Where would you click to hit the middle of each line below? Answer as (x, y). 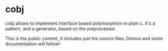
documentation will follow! (33, 43)
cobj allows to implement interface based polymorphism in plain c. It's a (80, 23)
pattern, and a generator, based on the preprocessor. (61, 28)
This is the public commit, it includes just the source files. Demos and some (84, 38)
